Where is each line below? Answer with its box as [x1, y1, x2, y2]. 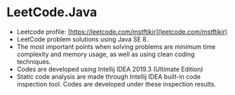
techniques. [16, 57, 51, 65]
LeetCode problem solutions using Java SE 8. [16, 34, 149, 43]
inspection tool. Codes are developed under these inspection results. [16, 80, 217, 88]
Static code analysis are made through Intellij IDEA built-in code [16, 72, 201, 81]
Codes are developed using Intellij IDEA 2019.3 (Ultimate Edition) [16, 65, 204, 73]
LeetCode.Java [6, 4, 98, 20]
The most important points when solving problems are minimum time [16, 42, 216, 51]
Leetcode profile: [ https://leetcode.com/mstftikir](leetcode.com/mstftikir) [16, 27, 228, 36]
